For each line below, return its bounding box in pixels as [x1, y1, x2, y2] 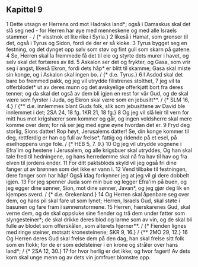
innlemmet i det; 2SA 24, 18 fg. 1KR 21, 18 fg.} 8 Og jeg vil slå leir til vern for [6, 109, 190, 116]
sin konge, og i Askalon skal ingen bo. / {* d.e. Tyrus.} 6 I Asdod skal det [6, 71, 183, 78]
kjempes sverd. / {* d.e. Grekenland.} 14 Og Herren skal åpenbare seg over [6, 190, 190, 198]
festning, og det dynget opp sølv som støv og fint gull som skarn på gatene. [6, 46, 191, 53]
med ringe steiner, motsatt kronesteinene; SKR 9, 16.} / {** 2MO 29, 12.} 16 [6, 228, 188, 236]
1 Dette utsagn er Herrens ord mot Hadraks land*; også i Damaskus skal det [6, 20, 191, 27]
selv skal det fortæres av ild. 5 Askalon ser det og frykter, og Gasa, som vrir [6, 58, 191, 65]
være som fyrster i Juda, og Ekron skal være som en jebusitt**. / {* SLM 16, [6, 96, 190, 103]
